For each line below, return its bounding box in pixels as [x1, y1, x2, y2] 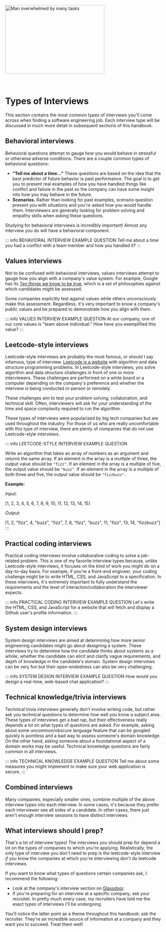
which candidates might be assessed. [5, 286, 82, 292]
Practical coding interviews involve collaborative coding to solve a [5, 553, 140, 559]
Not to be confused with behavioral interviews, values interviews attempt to [5, 270, 160, 276]
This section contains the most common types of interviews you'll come [5, 112, 152, 118]
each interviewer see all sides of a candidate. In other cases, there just [5, 807, 150, 813]
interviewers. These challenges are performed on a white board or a [5, 375, 145, 381]
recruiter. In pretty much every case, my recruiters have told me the [12, 896, 151, 902]
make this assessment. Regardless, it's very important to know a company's [5, 301, 161, 307]
